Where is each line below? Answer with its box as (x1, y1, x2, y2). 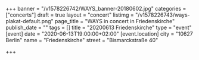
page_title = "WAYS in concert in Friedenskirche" (55, 18, 175, 24)
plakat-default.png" (5, 18, 54, 24)
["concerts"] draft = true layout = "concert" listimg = (5, 11, 135, 18)
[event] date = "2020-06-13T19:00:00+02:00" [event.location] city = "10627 (5, 30, 193, 37)
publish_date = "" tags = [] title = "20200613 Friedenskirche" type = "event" (5, 24, 192, 31)
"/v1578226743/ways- (135, 11, 190, 18)
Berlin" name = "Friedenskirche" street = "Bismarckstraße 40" (5, 37, 158, 43)
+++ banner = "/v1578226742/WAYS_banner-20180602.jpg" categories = (5, 5, 186, 12)
